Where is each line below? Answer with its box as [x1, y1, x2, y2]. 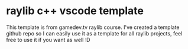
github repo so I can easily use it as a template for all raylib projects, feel [6, 30, 183, 37]
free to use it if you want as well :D [6, 36, 90, 43]
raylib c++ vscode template [6, 4, 144, 18]
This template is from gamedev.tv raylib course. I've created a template [6, 24, 180, 31]
